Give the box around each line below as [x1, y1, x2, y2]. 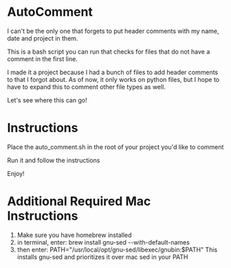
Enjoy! [7, 169, 25, 177]
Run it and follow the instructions [7, 156, 100, 164]
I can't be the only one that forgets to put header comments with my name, [7, 27, 219, 35]
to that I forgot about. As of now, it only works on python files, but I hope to [7, 75, 220, 83]
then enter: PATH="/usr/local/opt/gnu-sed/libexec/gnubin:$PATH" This [16, 245, 218, 254]
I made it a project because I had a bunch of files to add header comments [7, 68, 219, 76]
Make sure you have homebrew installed [16, 231, 132, 239]
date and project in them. [7, 34, 78, 42]
